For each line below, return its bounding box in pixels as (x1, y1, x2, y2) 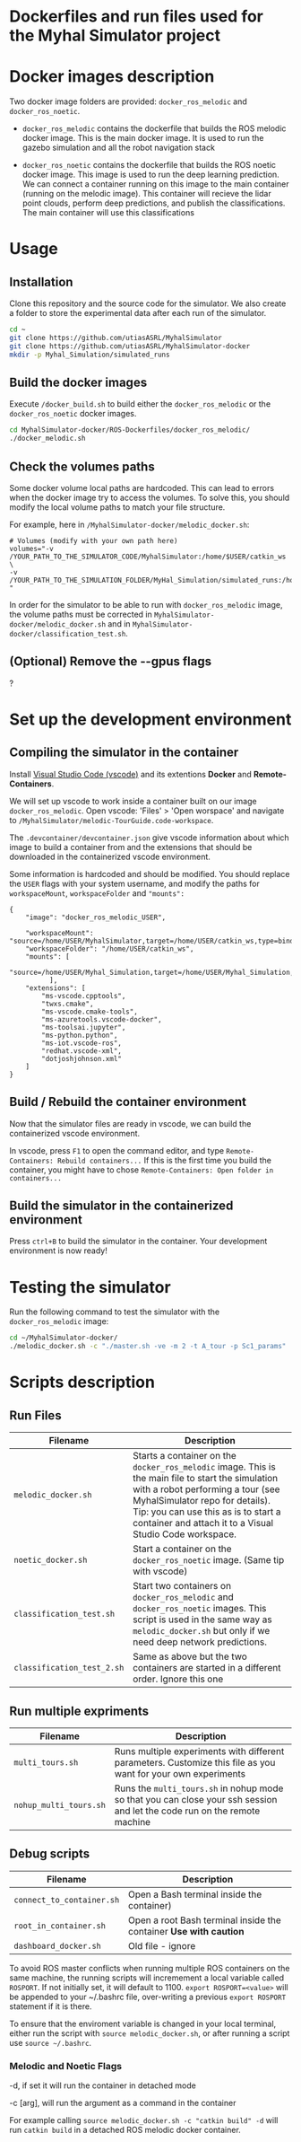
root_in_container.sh (13, 1920, 106, 1931)
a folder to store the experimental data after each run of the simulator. (9, 308, 267, 319)
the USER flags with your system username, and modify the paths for (9, 878, 260, 889)
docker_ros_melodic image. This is (133, 1461, 276, 1473)
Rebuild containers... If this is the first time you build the (56, 1154, 271, 1165)
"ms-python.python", (41, 1031, 118, 1040)
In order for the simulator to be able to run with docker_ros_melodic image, (9, 600, 283, 610)
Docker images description (9, 66, 215, 87)
